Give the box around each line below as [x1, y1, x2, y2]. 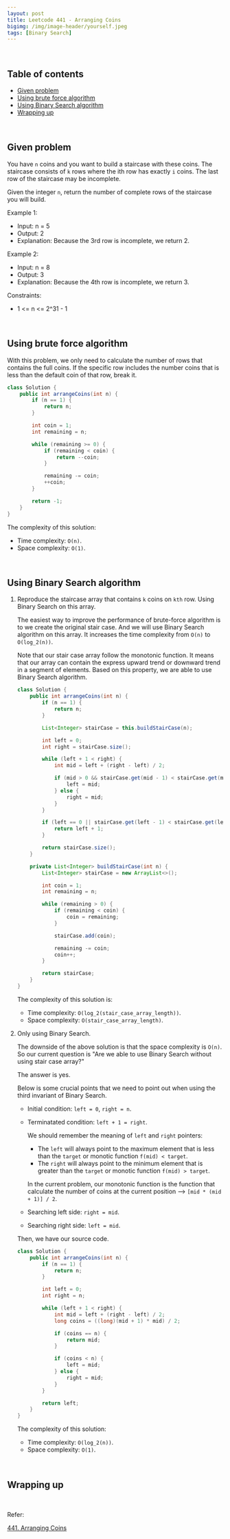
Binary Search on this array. [16, 603, 96, 611]
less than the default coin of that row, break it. [7, 370, 137, 379]
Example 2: [7, 249, 39, 258]
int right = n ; [42, 1292, 86, 1299]
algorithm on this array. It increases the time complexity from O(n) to [16, 631, 211, 639]
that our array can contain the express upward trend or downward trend [16, 658, 221, 667]
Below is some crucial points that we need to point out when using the [16, 1084, 216, 1092]
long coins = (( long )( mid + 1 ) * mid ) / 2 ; [54, 1317, 181, 1324]
